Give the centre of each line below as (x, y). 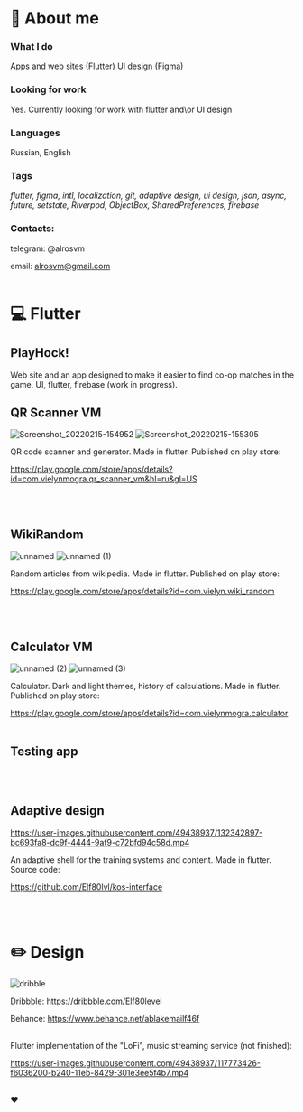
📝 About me (55, 19)
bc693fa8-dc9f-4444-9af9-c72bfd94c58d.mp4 (100, 842)
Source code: (35, 869)
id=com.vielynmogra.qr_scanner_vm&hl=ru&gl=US (104, 479)
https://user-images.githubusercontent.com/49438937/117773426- (135, 1063)
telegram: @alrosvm (47, 248)
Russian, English (41, 153)
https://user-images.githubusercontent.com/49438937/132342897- (137, 832)
